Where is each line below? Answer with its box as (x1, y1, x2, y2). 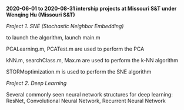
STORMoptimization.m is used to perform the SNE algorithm (6, 68, 152, 75)
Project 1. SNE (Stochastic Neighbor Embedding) (6, 23, 124, 29)
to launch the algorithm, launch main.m (6, 34, 101, 41)
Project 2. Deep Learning (6, 79, 67, 86)
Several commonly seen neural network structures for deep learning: (6, 91, 173, 98)
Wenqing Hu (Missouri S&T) (6, 11, 75, 18)
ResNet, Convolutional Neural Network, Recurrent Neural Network (6, 97, 166, 104)
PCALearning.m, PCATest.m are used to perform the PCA (6, 45, 145, 52)
